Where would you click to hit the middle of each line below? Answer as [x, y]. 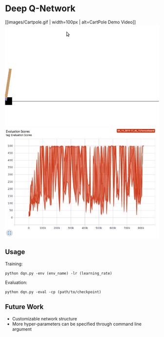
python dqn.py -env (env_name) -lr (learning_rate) [59, 273]
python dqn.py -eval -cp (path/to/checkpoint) [53, 292]
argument [22, 329]
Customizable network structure [44, 318]
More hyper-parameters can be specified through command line [77, 324]
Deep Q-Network [40, 9]
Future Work [24, 307]
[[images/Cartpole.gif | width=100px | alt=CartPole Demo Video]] [71, 22]
